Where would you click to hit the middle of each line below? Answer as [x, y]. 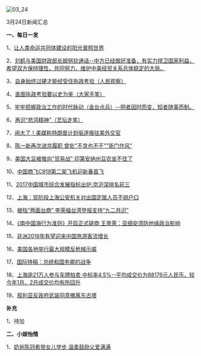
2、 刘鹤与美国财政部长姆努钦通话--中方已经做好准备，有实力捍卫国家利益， [100, 60]
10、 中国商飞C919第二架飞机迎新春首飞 [55, 171]
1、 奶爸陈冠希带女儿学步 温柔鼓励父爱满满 [58, 347]
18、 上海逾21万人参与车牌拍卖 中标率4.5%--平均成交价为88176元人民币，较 [100, 275]
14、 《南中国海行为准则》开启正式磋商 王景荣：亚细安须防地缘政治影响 [93, 223]
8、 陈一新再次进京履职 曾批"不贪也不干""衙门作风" [69, 145]
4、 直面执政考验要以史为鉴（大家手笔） [56, 94]
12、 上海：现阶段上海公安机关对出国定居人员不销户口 [73, 197]
